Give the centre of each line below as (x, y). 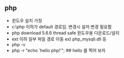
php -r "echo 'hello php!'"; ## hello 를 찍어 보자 (59, 50)
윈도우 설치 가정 (27, 20)
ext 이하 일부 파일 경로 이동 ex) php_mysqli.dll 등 (59, 39)
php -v (18, 44)
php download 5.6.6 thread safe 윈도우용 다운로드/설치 (65, 33)
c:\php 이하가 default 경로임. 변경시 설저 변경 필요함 (62, 27)
